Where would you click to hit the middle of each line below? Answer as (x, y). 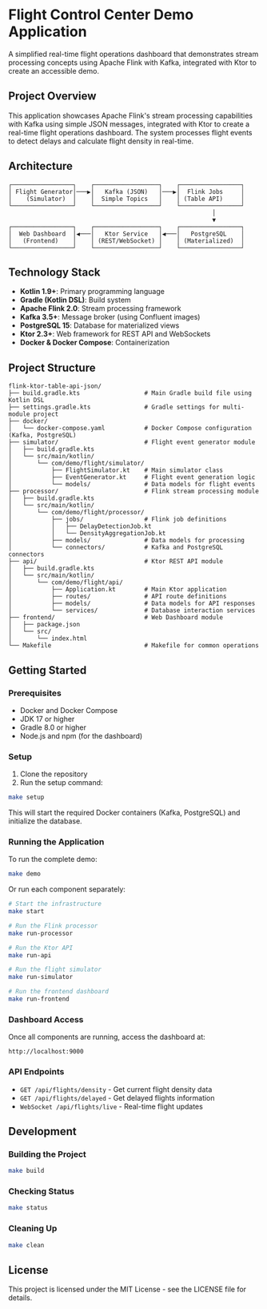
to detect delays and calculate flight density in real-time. (101, 141)
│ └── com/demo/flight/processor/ (77, 513)
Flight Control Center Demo (101, 15)
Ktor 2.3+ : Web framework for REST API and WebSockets (115, 334)
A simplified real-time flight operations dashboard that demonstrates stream (133, 54)
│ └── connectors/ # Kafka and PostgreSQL (116, 548)
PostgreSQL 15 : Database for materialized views (100, 325)
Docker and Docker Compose (69, 710)
